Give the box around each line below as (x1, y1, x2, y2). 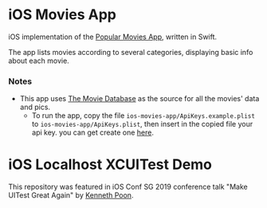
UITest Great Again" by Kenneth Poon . (8, 190, 134, 200)
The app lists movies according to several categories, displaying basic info (8, 47, 253, 57)
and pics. (19, 102, 50, 112)
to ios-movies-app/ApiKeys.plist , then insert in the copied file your (31, 120, 253, 129)
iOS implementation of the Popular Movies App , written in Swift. (8, 32, 218, 41)
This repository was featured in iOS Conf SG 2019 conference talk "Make (8, 182, 249, 192)
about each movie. (8, 56, 69, 65)
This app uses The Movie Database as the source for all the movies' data (19, 94, 260, 104)
